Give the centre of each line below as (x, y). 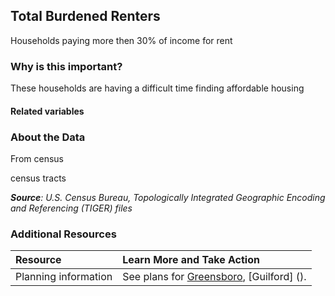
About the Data (48, 137)
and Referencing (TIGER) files (71, 208)
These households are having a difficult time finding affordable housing (157, 88)
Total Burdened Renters (85, 16)
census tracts (38, 178)
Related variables (47, 111)
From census (37, 158)
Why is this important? (66, 66)
